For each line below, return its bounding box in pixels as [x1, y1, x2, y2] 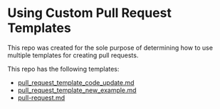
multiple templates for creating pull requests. [7, 51, 139, 59]
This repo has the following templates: [7, 64, 120, 73]
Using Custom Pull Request [7, 5, 172, 21]
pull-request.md [17, 93, 66, 102]
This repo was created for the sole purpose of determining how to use [7, 43, 214, 52]
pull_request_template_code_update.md [17, 78, 135, 86]
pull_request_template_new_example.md [17, 86, 137, 94]
